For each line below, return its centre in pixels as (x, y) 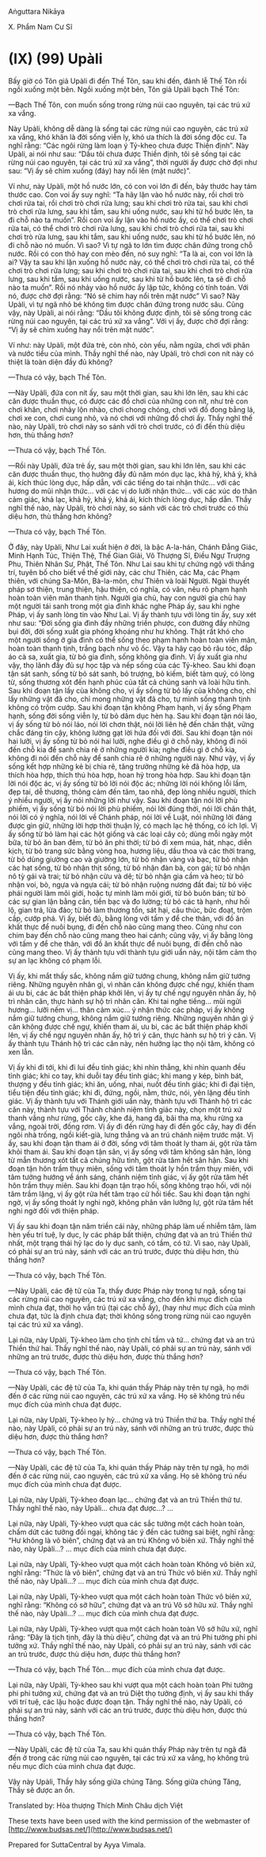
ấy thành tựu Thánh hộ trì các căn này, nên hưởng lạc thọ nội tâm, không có (131, 1043)
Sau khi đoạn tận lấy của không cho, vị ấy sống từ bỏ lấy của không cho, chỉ (132, 690)
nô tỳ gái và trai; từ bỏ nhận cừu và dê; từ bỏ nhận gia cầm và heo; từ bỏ (126, 876)
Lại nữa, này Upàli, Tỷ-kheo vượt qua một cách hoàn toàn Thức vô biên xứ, (130, 1596)
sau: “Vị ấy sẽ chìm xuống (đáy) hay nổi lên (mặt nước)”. (100, 171)
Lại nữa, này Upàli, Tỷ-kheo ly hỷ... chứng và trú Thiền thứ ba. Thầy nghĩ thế (132, 1419)
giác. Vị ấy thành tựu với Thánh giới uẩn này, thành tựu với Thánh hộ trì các (130, 1101)
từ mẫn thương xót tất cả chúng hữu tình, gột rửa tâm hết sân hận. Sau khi (129, 1160)
